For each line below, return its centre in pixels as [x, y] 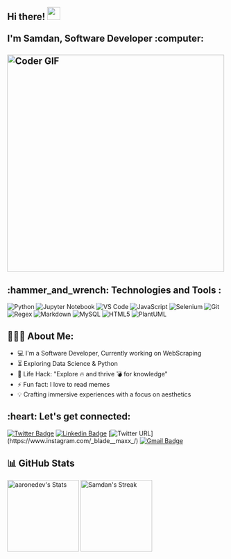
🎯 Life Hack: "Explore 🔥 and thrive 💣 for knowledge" [92, 374]
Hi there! [26, 17]
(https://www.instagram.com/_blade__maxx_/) [73, 440]
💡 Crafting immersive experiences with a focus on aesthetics [104, 394]
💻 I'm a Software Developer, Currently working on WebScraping [109, 353]
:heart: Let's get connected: [69, 417]
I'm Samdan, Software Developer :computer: [106, 39]
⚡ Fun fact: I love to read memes [63, 385]
